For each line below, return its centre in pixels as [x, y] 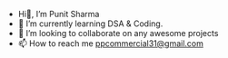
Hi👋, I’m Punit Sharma [59, 14]
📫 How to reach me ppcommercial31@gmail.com [111, 43]
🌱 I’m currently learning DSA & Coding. [90, 24]
